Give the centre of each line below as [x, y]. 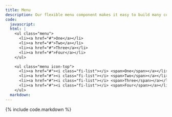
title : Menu [18, 10]
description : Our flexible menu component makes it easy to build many [83, 15]
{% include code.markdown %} [38, 109]
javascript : [23, 24]
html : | [18, 29]
